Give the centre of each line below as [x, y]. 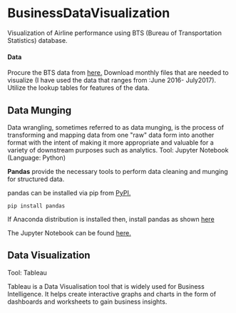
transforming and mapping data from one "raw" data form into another [111, 135]
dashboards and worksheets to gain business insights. [87, 302]
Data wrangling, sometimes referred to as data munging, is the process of [116, 127]
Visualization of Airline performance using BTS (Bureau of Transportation [115, 33]
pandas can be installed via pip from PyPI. [69, 193]
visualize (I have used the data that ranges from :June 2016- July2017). [112, 81]
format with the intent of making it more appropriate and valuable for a [111, 142]
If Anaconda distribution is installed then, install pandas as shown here [111, 219]
